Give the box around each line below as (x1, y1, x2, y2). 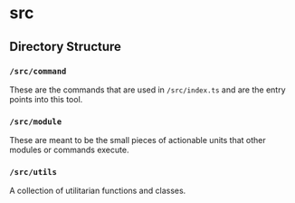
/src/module (9, 116, 62, 127)
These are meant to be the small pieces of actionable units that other (9, 135, 266, 146)
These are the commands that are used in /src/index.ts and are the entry (9, 84, 287, 95)
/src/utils (9, 167, 57, 178)
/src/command (9, 66, 67, 76)
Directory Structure (9, 39, 122, 54)
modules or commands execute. (9, 144, 129, 156)
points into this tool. (9, 93, 83, 104)
